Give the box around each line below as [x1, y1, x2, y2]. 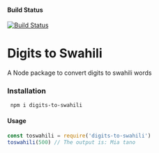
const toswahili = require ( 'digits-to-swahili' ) [7, 132, 151, 139]
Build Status [7, 6, 43, 14]
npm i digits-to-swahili [10, 102, 82, 109]
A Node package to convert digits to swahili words [7, 68, 152, 77]
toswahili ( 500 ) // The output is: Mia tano [7, 138, 136, 146]
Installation [7, 86, 47, 96]
